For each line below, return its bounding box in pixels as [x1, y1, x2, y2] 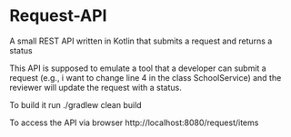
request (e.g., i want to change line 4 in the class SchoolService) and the [9, 72, 282, 83]
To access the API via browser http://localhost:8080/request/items [9, 117, 259, 128]
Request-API [9, 5, 107, 26]
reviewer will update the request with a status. [9, 82, 182, 93]
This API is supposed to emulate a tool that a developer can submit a [9, 63, 266, 73]
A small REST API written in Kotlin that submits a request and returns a [9, 35, 273, 46]
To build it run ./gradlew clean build [9, 99, 143, 110]
